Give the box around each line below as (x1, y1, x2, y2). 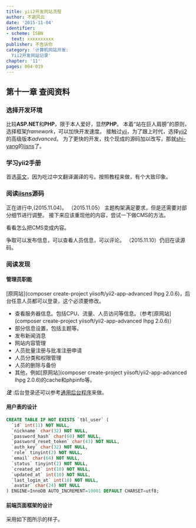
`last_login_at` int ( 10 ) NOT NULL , (11, 477, 99, 483)
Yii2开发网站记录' (11, 53, 51, 58)
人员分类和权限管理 (14, 354, 62, 361)
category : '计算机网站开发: (6, 47, 69, 53)
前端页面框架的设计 (6, 501, 53, 509)
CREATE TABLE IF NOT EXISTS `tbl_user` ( (6, 417, 109, 422)
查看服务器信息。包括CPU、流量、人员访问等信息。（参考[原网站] (14, 310, 172, 317)
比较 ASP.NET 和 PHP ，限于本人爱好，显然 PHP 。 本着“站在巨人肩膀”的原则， (6, 120, 190, 127)
